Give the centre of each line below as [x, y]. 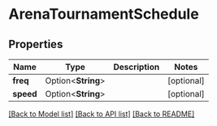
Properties [36, 44]
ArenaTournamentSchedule [104, 14]
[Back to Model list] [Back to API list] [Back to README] [102, 114]
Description [137, 67]
